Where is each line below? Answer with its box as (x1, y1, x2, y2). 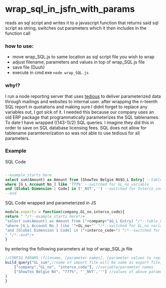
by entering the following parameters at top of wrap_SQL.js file (5, 246, 133, 252)
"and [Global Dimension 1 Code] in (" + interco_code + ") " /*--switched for (5, 228, 161, 233)
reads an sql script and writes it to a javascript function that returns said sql (5, 20, 159, 26)
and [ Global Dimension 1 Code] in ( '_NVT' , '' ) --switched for (5, 186, 136, 191)
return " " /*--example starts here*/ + (5, 214, 85, 219)
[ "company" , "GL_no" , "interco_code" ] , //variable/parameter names (14, 265, 154, 270)
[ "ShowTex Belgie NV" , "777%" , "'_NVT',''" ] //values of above (14, 269, 147, 274)
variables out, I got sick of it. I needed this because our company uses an (5, 109, 154, 115)
